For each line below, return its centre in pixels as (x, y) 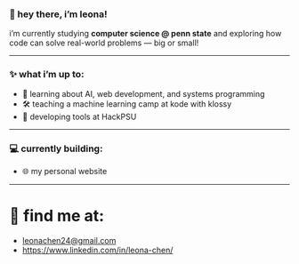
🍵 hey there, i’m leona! (59, 14)
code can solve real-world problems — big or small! (104, 43)
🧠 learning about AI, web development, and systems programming (143, 93)
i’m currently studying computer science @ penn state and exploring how (145, 34)
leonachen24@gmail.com (69, 240)
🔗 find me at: (57, 216)
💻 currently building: (56, 148)
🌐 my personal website (65, 171)
